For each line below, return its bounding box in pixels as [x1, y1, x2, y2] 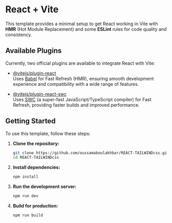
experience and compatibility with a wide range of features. [12, 81, 139, 87]
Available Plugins [5, 46, 62, 55]
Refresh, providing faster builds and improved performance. [12, 102, 140, 108]
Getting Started [5, 117, 56, 125]
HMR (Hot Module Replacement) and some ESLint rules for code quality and [5, 26, 167, 32]
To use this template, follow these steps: [5, 130, 91, 137]
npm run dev [12, 194, 39, 199]
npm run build [12, 213, 43, 218]
